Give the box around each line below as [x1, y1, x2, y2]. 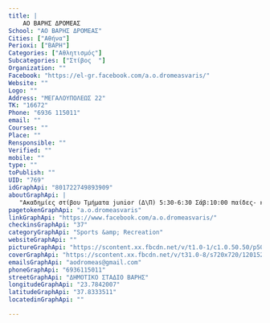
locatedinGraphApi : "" [8, 296, 84, 304]
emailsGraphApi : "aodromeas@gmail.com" [8, 258, 142, 266]
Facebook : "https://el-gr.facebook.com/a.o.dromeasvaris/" [8, 72, 211, 80]
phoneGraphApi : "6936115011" [8, 266, 106, 274]
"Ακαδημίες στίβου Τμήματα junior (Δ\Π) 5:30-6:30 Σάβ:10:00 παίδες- [18, 198, 257, 206]
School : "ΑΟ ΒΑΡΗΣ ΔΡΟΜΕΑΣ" [8, 27, 103, 35]
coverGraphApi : [8, 251, 59, 259]
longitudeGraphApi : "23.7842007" [8, 280, 121, 289]
